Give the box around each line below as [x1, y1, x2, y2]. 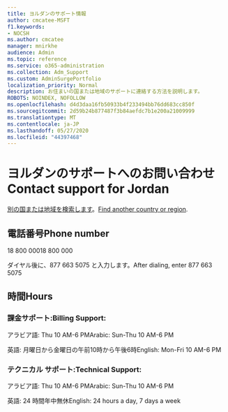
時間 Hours [7, 290, 53, 302]
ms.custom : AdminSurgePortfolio [7, 75, 101, 82]
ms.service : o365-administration [7, 62, 105, 69]
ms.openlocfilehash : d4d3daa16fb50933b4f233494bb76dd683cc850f [7, 101, 195, 108]
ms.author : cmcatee [7, 36, 64, 43]
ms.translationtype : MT [7, 114, 77, 121]
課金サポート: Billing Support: [7, 314, 107, 323]
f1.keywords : [7, 23, 45, 30]
